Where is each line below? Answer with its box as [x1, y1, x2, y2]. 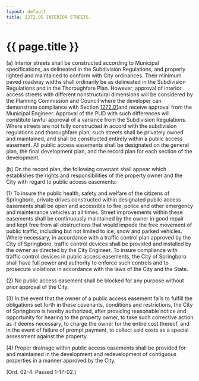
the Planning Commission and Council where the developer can [6, 97, 162, 105]
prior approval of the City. [6, 284, 70, 291]
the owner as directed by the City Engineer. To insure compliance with [6, 247, 178, 254]
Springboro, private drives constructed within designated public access [6, 196, 181, 203]
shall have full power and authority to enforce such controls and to [6, 259, 169, 266]
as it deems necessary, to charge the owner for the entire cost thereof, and [6, 320, 190, 328]
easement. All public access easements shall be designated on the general [6, 141, 189, 149]
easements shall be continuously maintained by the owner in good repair [6, 215, 184, 222]
